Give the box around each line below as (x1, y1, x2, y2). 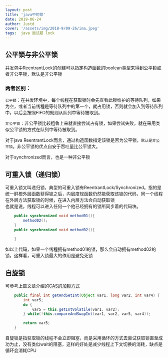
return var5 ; (23, 320, 50, 326)
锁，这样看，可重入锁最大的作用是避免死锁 (5, 253, 93, 259)
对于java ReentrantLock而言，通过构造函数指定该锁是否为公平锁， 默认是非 (5, 137, 156, 143)
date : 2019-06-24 (5, 17, 41, 22)
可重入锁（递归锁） (5, 170, 64, 178)
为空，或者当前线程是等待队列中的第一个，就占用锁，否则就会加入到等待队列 (5, 103, 163, 109)
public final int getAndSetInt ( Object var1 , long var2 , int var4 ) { (14, 293, 160, 298)
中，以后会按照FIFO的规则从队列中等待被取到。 (5, 110, 102, 116)
